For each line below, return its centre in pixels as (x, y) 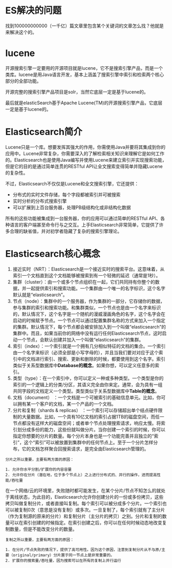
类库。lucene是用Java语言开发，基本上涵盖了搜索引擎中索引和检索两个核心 (85, 74)
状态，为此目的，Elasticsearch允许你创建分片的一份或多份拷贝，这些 (91, 497)
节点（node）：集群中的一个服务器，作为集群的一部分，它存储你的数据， (89, 301)
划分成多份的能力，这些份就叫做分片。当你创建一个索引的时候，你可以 (91, 429)
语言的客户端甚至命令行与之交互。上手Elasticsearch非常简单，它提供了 (84, 224)
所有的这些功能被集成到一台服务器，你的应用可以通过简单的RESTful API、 (83, 218)
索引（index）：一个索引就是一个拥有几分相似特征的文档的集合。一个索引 (89, 346)
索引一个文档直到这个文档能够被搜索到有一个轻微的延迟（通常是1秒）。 (87, 275)
